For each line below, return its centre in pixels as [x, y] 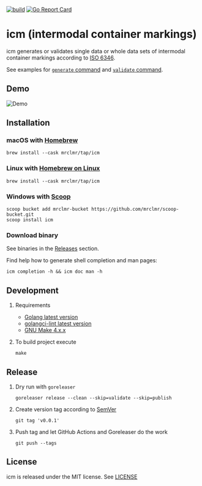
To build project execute [46, 342]
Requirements [33, 305]
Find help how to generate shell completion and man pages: [82, 260]
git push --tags [36, 443]
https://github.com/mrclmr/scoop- [135, 209]
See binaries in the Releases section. [53, 249]
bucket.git [20, 215]
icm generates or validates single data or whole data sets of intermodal [96, 51]
